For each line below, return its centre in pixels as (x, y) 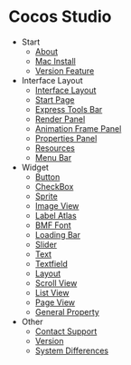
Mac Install (55, 61)
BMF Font (53, 225)
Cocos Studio (60, 17)
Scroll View (56, 282)
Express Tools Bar (69, 109)
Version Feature (65, 71)
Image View (57, 205)
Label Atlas (56, 215)
